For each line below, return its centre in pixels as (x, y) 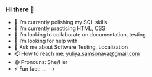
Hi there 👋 (20, 9)
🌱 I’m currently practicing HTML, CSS (60, 28)
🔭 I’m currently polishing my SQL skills (61, 22)
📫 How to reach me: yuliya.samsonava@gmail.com (77, 54)
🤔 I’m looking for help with (46, 41)
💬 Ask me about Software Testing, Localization (71, 47)
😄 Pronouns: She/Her (41, 62)
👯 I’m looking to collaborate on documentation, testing (80, 35)
